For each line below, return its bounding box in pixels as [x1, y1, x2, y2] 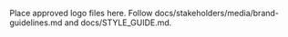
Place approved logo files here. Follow [9, 8, 153, 18]
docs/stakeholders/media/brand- [154, 8, 280, 18]
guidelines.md [9, 17, 63, 28]
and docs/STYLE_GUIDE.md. [64, 17, 172, 28]
